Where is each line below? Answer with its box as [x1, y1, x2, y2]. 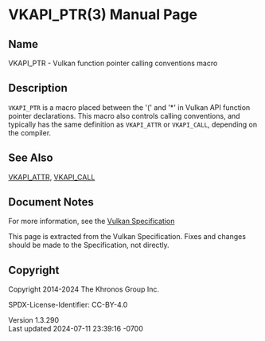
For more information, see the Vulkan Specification [8, 217, 175, 226]
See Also [8, 151, 53, 165]
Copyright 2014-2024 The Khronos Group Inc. [8, 284, 159, 294]
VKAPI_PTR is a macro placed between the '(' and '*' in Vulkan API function [8, 102, 251, 112]
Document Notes [8, 195, 94, 209]
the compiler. [8, 127, 52, 137]
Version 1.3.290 [8, 316, 60, 325]
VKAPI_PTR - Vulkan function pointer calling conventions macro [8, 58, 218, 68]
